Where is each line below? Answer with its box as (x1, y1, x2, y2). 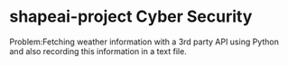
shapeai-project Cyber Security (9, 6, 253, 27)
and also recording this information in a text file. (9, 45, 187, 56)
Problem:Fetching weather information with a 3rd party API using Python (9, 36, 280, 47)
